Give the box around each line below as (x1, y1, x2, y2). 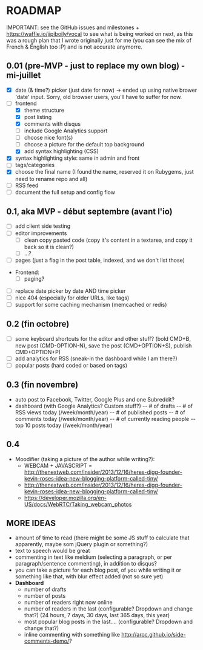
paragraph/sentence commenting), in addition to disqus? (15, 560, 158, 567)
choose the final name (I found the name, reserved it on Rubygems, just (15, 168, 194, 176)
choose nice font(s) (24, 134, 73, 142)
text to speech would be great (15, 547, 90, 555)
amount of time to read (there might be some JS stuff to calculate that (15, 534, 190, 541)
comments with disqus (24, 120, 81, 128)
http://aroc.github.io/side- (121, 631, 186, 638)
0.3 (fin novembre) (6, 380, 79, 390)
